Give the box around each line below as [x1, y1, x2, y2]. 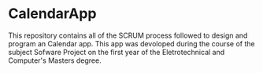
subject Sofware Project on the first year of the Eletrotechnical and [8, 47, 225, 57]
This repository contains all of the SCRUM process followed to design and [8, 31, 248, 40]
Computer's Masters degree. [8, 56, 102, 65]
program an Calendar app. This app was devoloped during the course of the [8, 38, 255, 48]
